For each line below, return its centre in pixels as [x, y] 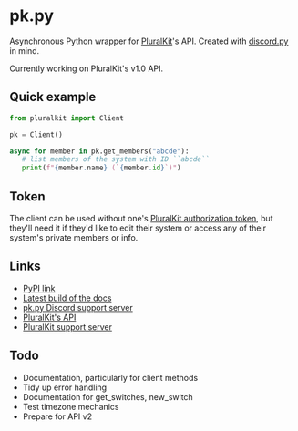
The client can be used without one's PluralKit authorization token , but [141, 218]
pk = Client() [36, 134]
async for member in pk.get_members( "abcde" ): [99, 151]
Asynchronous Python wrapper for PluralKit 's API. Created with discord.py [149, 41]
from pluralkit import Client [67, 118]
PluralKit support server [67, 327]
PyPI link [39, 288]
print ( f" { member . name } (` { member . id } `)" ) [101, 168]
